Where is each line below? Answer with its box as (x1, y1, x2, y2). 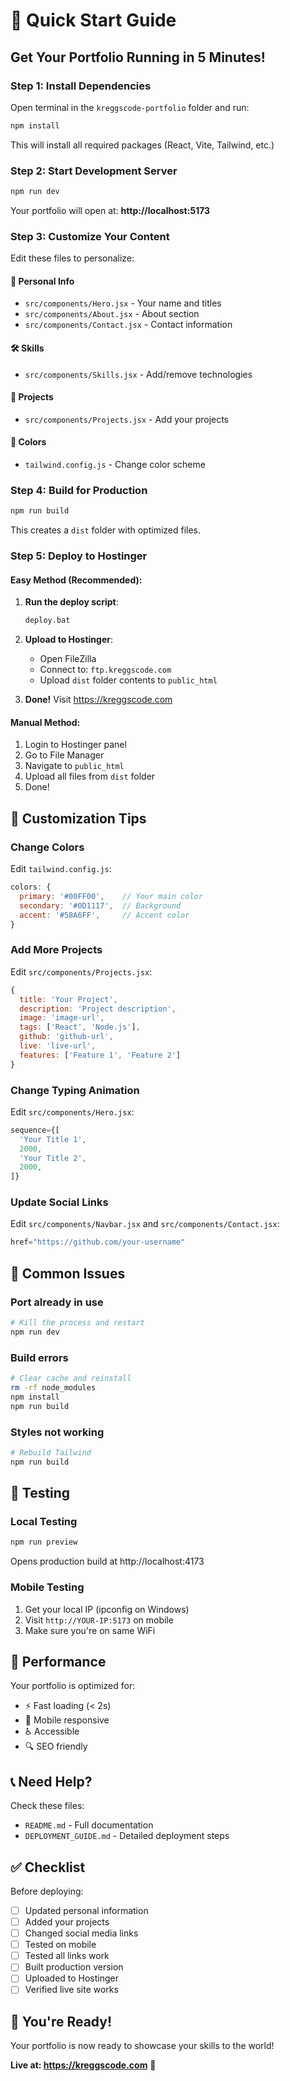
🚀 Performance (10, 1653, 107, 1670)
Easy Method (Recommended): (10, 574, 143, 586)
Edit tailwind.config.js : (10, 863, 112, 875)
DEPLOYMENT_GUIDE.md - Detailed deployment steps (24, 1830, 230, 1842)
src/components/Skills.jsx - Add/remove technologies (24, 368, 253, 380)
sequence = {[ (10, 1125, 60, 1135)
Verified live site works (24, 1984, 119, 1996)
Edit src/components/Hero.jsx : (10, 1105, 135, 1118)
